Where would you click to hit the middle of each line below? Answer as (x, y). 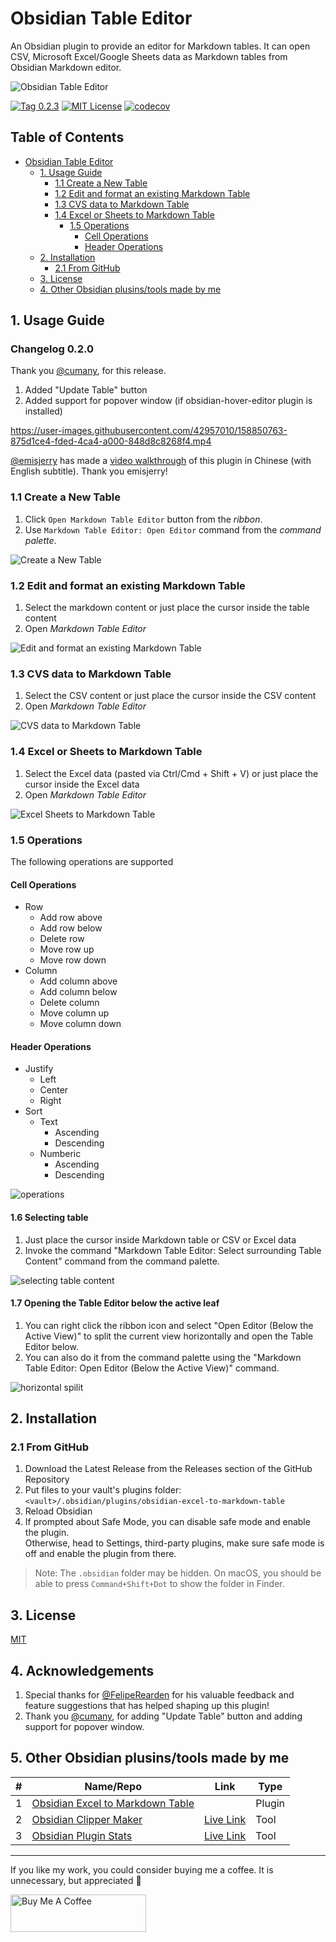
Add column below (78, 992)
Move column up (74, 1013)
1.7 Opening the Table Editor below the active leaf (115, 1303)
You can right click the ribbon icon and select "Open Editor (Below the (169, 1325)
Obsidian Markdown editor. (66, 67)
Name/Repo (113, 1786)
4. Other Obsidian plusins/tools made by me (130, 289)
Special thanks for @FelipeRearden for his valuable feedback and (159, 1695)
